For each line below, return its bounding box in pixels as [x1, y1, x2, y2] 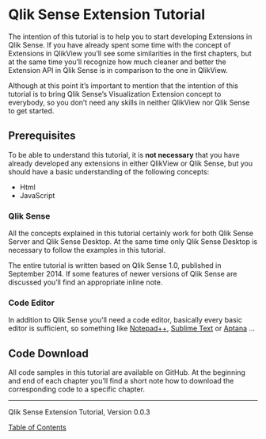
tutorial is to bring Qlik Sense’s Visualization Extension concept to [8, 89, 222, 98]
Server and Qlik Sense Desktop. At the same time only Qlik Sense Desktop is [8, 237, 258, 246]
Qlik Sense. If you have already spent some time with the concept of [8, 40, 231, 49]
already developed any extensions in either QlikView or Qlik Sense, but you [8, 158, 253, 168]
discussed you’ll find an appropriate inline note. [8, 277, 163, 287]
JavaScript [19, 190, 55, 200]
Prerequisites [8, 129, 76, 143]
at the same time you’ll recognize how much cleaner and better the [8, 57, 227, 67]
